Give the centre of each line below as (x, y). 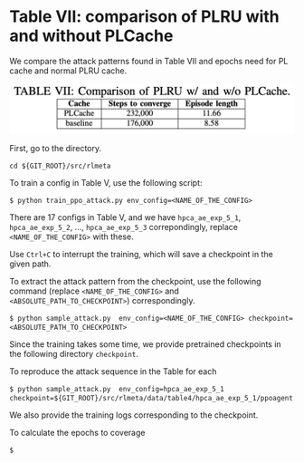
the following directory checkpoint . (74, 353)
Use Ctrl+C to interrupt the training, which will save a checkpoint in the (141, 254)
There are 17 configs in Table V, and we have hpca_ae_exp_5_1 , (125, 217)
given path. (30, 264)
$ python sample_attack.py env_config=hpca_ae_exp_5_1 (117, 389)
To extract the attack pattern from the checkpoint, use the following (135, 281)
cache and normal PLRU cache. (68, 71)
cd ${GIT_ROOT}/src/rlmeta (60, 166)
